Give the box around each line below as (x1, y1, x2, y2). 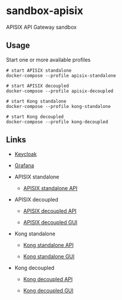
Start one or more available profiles (6, 56, 91, 63)
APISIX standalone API (23, 184, 78, 191)
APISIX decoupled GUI (23, 218, 78, 225)
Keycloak (14, 150, 37, 157)
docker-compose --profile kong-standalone (6, 103, 111, 109)
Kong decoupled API (23, 275, 73, 282)
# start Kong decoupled (6, 113, 64, 120)
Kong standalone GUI (23, 252, 75, 259)
